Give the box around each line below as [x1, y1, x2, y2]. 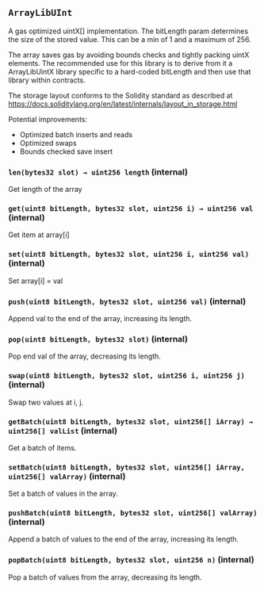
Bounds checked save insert [19, 147, 113, 156]
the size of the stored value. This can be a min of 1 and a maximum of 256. [8, 34, 251, 44]
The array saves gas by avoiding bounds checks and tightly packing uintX [8, 50, 250, 59]
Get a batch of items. [8, 442, 77, 452]
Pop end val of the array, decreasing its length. [8, 351, 161, 361]
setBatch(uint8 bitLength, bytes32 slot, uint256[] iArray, [8, 462, 246, 472]
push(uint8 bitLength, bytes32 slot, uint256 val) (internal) [8, 296, 247, 307]
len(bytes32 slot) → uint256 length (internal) [8, 167, 189, 178]
